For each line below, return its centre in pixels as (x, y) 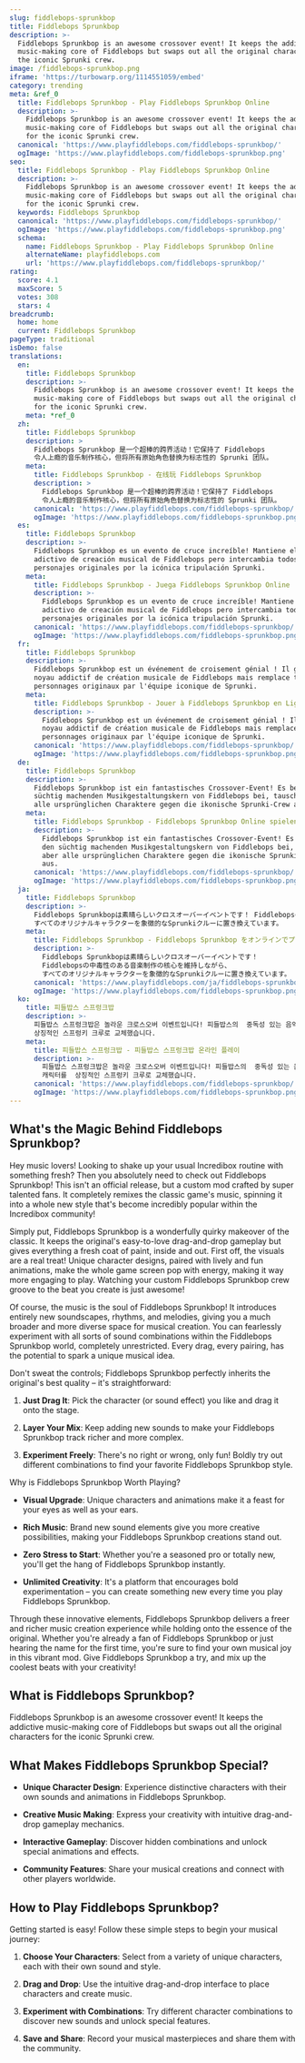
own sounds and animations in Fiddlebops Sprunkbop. (124, 1797)
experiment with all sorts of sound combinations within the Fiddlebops (141, 1336)
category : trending (46, 86)
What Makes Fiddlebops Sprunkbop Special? (139, 1765)
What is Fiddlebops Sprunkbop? (102, 1695)
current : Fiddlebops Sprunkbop (77, 331)
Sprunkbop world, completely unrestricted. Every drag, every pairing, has (147, 1345)
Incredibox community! (53, 1214)
